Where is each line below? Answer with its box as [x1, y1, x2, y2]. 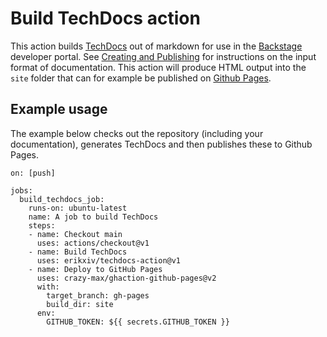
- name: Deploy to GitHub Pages [28, 264, 163, 274]
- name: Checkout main [28, 229, 123, 239]
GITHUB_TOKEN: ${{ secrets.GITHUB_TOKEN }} [46, 317, 230, 327]
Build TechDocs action [10, 7, 201, 30]
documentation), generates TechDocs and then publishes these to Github [10, 138, 313, 150]
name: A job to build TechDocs [28, 212, 159, 222]
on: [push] [10, 168, 56, 178]
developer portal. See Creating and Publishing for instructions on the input [10, 50, 317, 62]
